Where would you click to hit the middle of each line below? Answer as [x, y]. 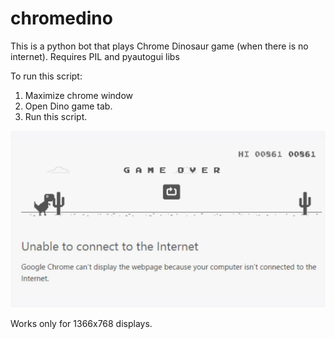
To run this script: [46, 76]
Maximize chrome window [78, 95]
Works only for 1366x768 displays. [81, 324]
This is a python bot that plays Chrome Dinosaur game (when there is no [159, 46]
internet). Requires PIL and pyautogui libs [95, 56]
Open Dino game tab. [68, 106]
